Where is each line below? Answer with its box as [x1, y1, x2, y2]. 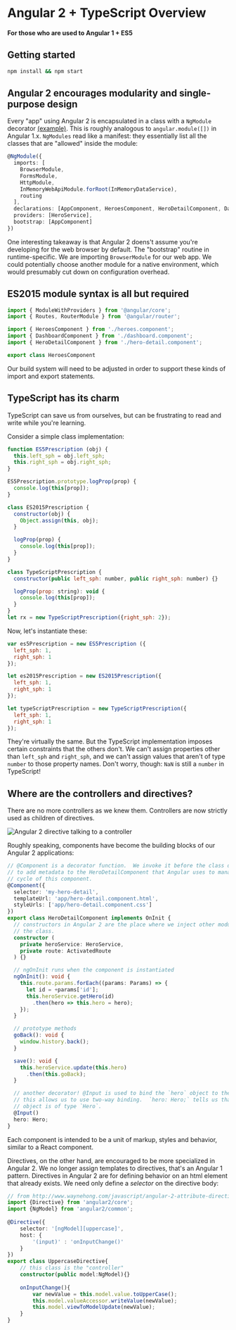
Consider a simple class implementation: [7, 432, 125, 441]
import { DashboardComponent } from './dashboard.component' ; [7, 332, 193, 339]
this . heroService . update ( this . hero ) [20, 1064, 128, 1071]
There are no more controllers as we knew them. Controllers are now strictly [7, 806, 228, 815]
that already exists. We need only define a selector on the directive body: [7, 1179, 219, 1187]
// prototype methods [13, 1025, 77, 1032]
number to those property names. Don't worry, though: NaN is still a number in [7, 760, 225, 768]
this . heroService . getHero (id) [25, 993, 114, 1000]
